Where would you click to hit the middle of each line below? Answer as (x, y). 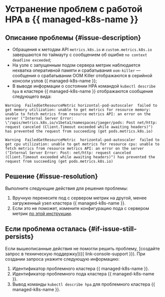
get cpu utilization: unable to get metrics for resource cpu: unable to (82, 144)
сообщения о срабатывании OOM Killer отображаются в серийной (82, 75)
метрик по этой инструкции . (42, 213)
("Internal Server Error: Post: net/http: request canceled (68, 153)
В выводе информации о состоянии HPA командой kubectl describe (84, 86)
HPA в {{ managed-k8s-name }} (72, 19)
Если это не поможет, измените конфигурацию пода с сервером (81, 208)
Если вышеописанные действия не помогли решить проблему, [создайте (82, 248)
